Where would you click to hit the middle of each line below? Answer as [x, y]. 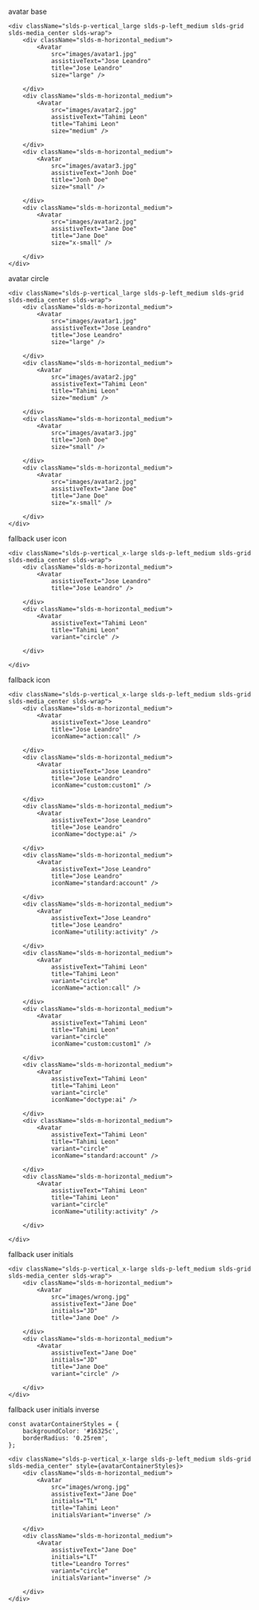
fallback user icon [37, 539]
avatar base [28, 12]
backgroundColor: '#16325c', [71, 1431]
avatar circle [29, 278]
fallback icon [29, 680]
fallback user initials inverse [54, 1410]
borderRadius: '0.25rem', [66, 1438]
